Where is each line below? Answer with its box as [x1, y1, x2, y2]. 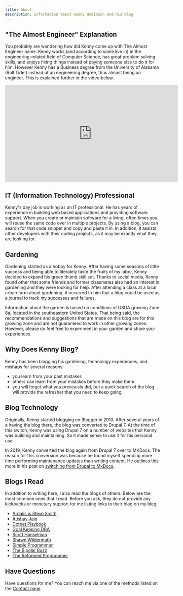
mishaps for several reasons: [5, 364, 64, 370]
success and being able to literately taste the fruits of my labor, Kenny [5, 269, 147, 274]
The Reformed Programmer [12, 553, 68, 559]
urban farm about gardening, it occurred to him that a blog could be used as [5, 289, 160, 295]
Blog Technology [5, 403, 58, 412]
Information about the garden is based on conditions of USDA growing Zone [5, 304, 160, 310]
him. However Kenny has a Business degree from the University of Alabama [5, 64, 159, 70]
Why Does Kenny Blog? [5, 345, 79, 354]
